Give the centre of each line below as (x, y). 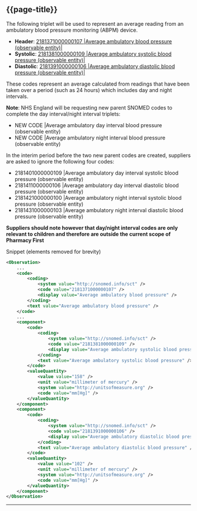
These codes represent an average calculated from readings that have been (98, 84)
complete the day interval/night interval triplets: (63, 114)
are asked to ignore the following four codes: (60, 161)
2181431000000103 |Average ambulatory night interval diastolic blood (99, 210)
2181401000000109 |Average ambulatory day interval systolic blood (96, 173)
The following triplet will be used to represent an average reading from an (95, 23)
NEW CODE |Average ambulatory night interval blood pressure (90, 138)
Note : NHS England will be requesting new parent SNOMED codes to (89, 107)
